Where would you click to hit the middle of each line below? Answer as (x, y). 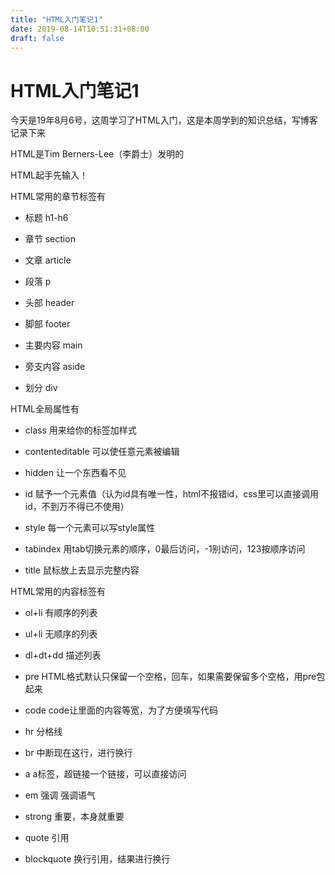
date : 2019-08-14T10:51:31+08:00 (80, 29)
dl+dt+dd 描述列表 (63, 655)
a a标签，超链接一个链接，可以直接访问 (105, 774)
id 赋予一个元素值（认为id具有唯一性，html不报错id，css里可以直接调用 (171, 494)
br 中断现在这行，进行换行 (78, 753)
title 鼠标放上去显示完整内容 (82, 570)
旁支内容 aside (55, 367)
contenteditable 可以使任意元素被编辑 (102, 452)
